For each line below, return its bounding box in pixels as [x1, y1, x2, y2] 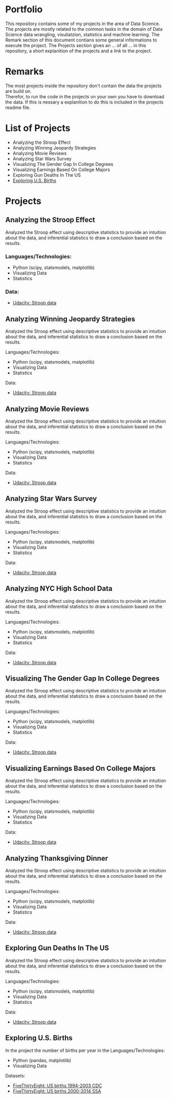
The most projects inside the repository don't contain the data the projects [5, 82, 162, 89]
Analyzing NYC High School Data [5, 584, 113, 593]
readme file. [5, 104, 31, 111]
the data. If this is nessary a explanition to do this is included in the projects [5, 99, 164, 105]
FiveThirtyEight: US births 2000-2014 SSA [12, 1088, 101, 1094]
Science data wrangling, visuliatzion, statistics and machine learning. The [5, 31, 160, 37]
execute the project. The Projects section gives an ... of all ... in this [5, 42, 146, 48]
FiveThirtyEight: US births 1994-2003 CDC [12, 1082, 102, 1089]
